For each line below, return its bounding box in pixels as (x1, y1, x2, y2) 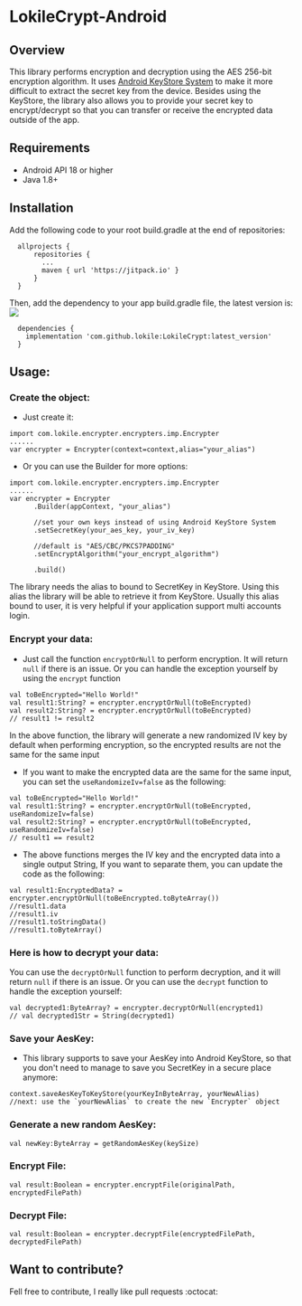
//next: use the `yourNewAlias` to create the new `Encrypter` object (9, 1097, 280, 1107)
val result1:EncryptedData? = (9, 885, 124, 894)
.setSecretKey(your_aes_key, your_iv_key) (32, 526, 196, 535)
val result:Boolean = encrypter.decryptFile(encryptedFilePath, (9, 1230, 256, 1239)
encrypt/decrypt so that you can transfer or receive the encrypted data (9, 105, 273, 115)
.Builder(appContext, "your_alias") (32, 502, 171, 512)
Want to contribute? (9, 1262, 124, 1277)
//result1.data (9, 902, 67, 911)
